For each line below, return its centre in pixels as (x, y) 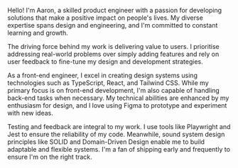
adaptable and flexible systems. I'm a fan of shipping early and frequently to (119, 149)
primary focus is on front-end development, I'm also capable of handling (114, 90)
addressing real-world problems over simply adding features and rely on (113, 54)
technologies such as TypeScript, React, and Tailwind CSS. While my (108, 83)
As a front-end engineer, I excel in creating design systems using (102, 75)
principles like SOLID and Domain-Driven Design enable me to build (106, 142)
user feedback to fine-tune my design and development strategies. (106, 62)
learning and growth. (38, 33)
